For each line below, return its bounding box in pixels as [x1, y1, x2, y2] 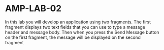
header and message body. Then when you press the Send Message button [5, 29, 159, 35]
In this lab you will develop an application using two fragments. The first [5, 19, 151, 25]
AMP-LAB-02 [5, 3, 62, 14]
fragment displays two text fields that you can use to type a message [5, 24, 145, 30]
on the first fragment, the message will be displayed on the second [5, 34, 141, 40]
